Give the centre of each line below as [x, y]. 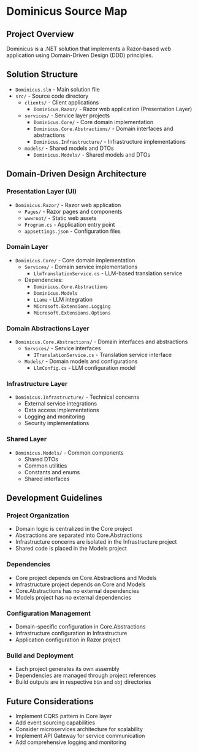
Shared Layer [27, 439]
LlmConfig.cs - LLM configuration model [85, 368]
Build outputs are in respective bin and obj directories [83, 682]
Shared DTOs [41, 459]
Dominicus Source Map [67, 11]
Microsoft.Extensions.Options [72, 313]
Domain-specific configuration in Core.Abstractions [80, 626]
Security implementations [57, 423]
